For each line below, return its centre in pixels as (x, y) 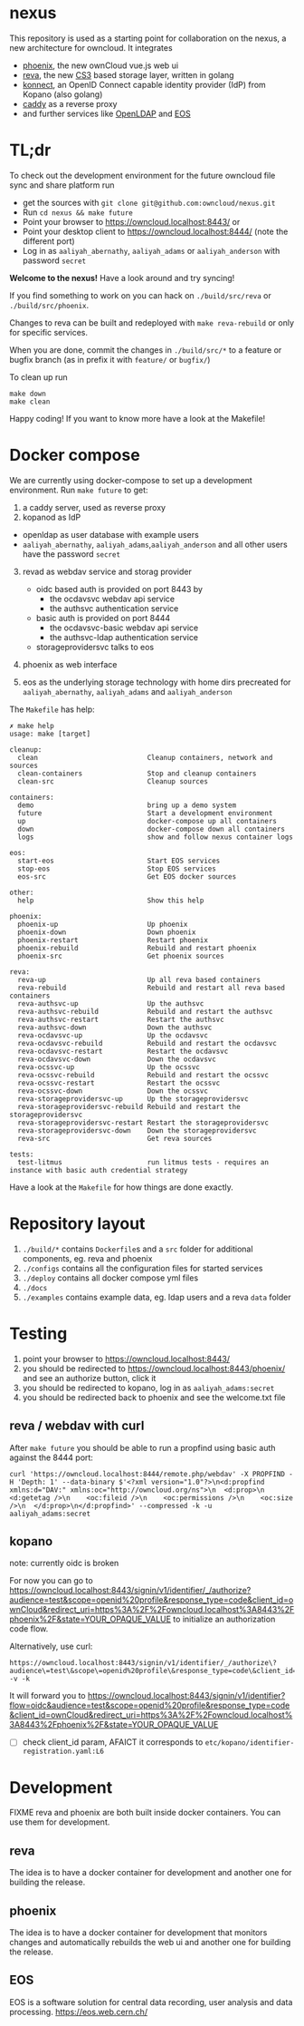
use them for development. (60, 1822)
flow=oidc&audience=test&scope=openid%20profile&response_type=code (150, 1705)
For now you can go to (51, 1581)
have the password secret (71, 554)
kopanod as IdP (52, 517)
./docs (35, 1288)
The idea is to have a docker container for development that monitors (138, 1932)
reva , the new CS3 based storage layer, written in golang (128, 74)
